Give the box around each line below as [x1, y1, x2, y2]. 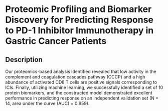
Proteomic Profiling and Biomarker [5, 3, 152, 15]
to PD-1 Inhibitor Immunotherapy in [5, 25, 154, 36]
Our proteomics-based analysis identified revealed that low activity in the [5, 68, 156, 74]
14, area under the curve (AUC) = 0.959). [5, 100, 90, 106]
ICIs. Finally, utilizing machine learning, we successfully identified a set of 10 [5, 84, 163, 90]
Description [5, 55, 43, 63]
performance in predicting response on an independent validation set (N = [5, 95, 159, 101]
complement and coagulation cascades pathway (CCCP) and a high [5, 74, 145, 79]
